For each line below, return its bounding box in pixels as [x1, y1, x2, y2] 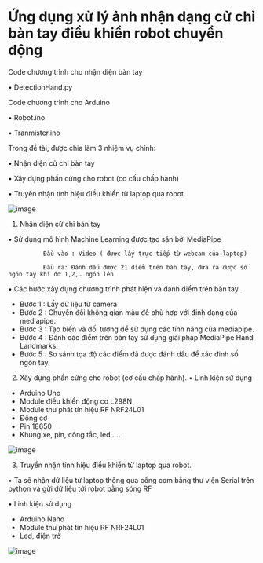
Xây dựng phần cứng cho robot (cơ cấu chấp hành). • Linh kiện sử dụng [19, 373, 253, 382]
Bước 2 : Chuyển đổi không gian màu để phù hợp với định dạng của [19, 307, 238, 317]
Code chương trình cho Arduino [8, 97, 110, 107]
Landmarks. [19, 341, 59, 350]
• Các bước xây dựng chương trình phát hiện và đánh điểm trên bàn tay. [8, 283, 241, 294]
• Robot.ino [8, 112, 46, 122]
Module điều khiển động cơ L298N [19, 397, 133, 406]
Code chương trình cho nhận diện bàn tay [8, 67, 143, 76]
